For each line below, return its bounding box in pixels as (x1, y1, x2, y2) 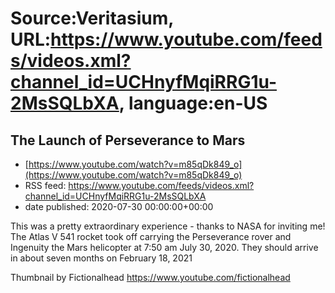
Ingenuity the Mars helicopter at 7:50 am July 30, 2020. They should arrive (10, 242, 319, 253)
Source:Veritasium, (10, 7, 174, 30)
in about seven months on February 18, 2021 (10, 252, 193, 264)
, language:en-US (118, 92, 268, 115)
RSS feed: (24, 180, 67, 191)
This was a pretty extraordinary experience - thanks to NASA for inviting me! (10, 220, 326, 232)
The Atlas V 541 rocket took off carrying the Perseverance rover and (10, 231, 292, 242)
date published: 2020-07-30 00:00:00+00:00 (24, 201, 214, 212)
